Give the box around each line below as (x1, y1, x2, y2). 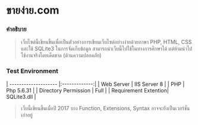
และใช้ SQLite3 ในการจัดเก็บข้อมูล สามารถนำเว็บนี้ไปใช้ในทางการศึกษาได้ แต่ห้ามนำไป (20, 45, 192, 52)
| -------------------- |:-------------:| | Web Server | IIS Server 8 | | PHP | (6, 81, 185, 88)
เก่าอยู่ (20, 111, 33, 118)
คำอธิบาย (6, 25, 27, 33)
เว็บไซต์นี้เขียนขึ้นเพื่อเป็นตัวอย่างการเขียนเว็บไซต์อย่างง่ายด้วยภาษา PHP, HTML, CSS (20, 39, 192, 46)
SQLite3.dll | (6, 93, 36, 100)
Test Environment (6, 67, 58, 75)
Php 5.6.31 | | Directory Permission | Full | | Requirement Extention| (6, 86, 169, 94)
